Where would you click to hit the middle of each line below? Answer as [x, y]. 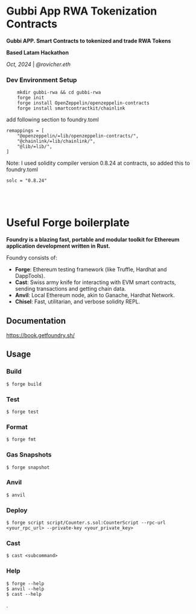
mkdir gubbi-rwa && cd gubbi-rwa [59, 93]
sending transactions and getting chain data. [71, 289]
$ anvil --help [25, 589]
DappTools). [30, 276]
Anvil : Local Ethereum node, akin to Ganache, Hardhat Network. [95, 295]
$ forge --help [25, 583]
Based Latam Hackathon [38, 52]
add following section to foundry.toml [53, 120]
